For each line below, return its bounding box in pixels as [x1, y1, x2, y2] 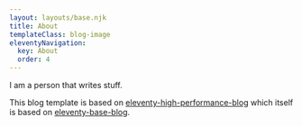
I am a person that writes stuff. [9, 80, 124, 90]
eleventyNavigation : [9, 38, 87, 48]
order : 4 [17, 55, 50, 64]
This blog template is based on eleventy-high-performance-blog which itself [9, 97, 294, 108]
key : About [17, 47, 59, 56]
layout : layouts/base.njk [9, 13, 106, 22]
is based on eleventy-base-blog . [9, 107, 131, 117]
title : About [9, 22, 59, 31]
